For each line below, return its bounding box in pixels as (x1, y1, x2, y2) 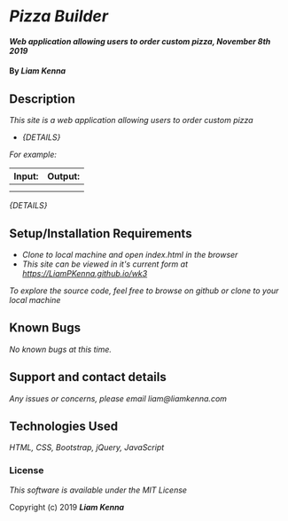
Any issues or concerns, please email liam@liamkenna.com (9, 393, 228, 404)
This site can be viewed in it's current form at (21, 259, 189, 269)
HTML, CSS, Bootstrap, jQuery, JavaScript (9, 442, 165, 453)
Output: (47, 170, 81, 183)
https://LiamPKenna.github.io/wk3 (21, 268, 148, 278)
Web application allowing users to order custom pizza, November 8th (9, 35, 271, 46)
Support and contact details (9, 369, 167, 385)
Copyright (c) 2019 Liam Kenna (9, 502, 125, 512)
